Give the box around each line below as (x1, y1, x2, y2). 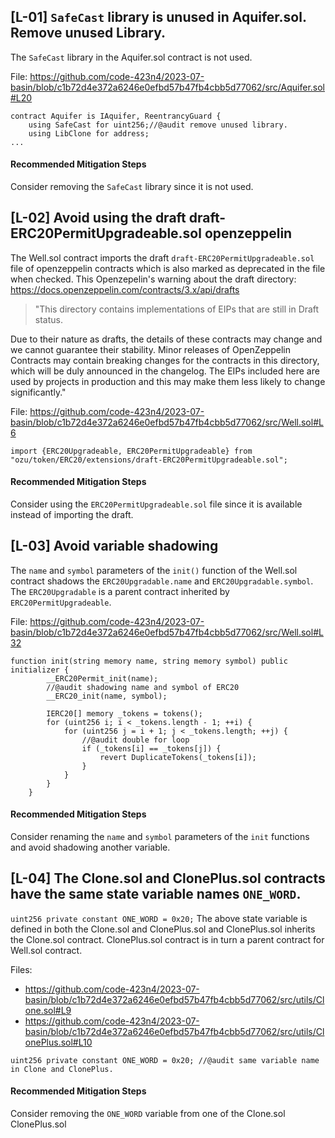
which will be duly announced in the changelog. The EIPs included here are (10, 365, 320, 377)
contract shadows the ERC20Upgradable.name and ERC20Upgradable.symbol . (10, 575, 314, 587)
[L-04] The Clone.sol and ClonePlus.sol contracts (10, 870, 326, 887)
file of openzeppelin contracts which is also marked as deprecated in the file (10, 262, 326, 274)
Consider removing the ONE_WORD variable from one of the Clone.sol (10, 1108, 286, 1120)
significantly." (10, 386, 67, 398)
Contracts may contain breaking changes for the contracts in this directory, (10, 354, 320, 366)
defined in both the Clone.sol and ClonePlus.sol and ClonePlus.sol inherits (10, 923, 316, 935)
